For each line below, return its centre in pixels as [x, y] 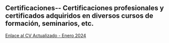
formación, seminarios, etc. [50, 23]
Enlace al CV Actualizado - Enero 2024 [46, 35]
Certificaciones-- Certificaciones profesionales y [84, 8]
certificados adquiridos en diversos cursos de [79, 16]
